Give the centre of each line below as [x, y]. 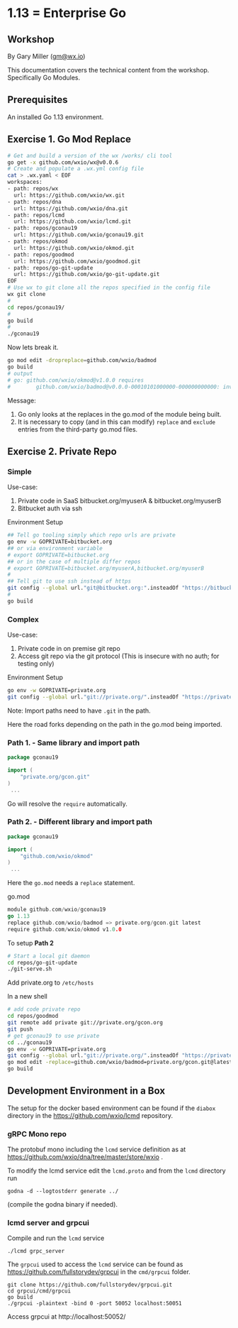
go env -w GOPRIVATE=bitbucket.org [60, 542]
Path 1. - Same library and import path [74, 742]
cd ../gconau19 [30, 1042]
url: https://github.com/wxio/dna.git [71, 208]
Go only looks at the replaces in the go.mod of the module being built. [119, 414]
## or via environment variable [55, 548]
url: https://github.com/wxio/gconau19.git [79, 235]
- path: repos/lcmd [36, 215]
